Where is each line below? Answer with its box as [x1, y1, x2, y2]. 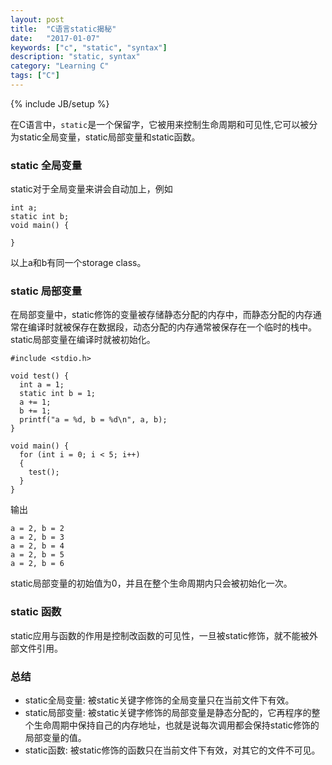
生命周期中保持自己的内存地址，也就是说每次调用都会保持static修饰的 [33, 719, 320, 731]
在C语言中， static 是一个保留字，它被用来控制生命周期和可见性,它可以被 [10, 118, 310, 130]
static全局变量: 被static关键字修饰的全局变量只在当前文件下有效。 [24, 694, 295, 706]
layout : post [10, 14, 65, 25]
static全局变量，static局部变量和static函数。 [18, 131, 201, 143]
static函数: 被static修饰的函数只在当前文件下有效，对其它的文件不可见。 [24, 744, 321, 756]
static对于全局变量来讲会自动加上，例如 [10, 183, 173, 195]
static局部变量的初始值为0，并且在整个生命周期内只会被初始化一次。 [10, 577, 293, 590]
